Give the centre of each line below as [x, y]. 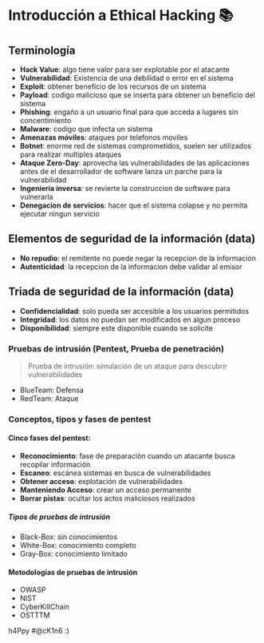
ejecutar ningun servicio [59, 214]
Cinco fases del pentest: [49, 438]
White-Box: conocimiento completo [78, 546]
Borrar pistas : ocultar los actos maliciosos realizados [107, 498]
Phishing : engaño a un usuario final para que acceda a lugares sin [129, 112]
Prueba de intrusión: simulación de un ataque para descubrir [127, 366]
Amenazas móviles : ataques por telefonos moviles [104, 137]
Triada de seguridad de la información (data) [121, 292]
